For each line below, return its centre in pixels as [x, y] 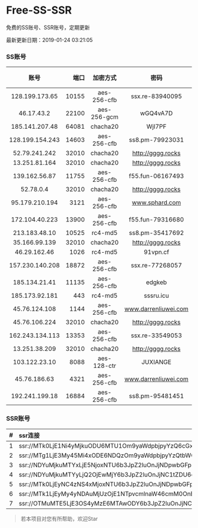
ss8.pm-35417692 [156, 233]
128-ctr [105, 366]
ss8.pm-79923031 [156, 140]
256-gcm [105, 117]
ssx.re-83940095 [156, 96]
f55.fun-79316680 [156, 220]
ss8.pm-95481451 [156, 396]
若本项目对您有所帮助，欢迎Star [59, 519]
